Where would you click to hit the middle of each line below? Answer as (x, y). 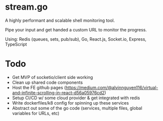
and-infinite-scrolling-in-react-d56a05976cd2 (58, 92)
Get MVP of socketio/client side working (53, 77)
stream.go (26, 7)
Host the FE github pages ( (39, 87)
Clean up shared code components (47, 82)
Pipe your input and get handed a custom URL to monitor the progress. (76, 30)
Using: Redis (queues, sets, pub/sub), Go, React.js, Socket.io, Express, (76, 39)
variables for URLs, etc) (36, 113)
